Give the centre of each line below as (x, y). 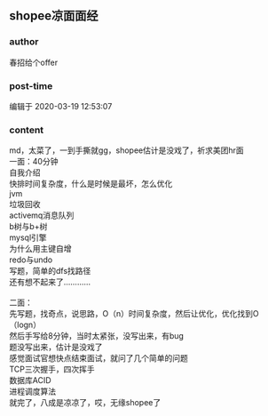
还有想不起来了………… (50, 282)
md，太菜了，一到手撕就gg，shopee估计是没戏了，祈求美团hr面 (126, 150)
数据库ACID (30, 380)
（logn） (25, 325)
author (24, 42)
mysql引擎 (28, 237)
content (27, 130)
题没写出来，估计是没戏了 (56, 347)
